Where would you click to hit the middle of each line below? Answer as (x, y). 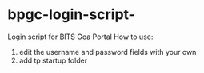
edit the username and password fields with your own (108, 52)
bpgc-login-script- (71, 15)
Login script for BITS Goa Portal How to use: (80, 36)
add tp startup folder (53, 60)
